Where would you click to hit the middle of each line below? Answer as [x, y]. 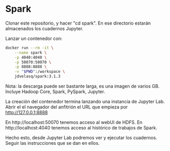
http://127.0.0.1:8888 [27, 113]
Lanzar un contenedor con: [34, 38]
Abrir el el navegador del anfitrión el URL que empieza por [67, 107]
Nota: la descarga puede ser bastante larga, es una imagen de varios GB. [82, 86]
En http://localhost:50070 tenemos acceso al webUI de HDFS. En [74, 122]
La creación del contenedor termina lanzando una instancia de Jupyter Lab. [85, 102]
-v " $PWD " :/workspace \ [40, 72]
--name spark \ [31, 52]
